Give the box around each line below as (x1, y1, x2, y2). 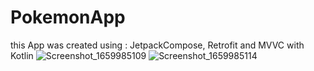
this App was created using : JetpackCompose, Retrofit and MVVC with (10, 39, 305, 51)
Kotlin (10, 49, 34, 61)
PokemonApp (10, 6, 126, 29)
